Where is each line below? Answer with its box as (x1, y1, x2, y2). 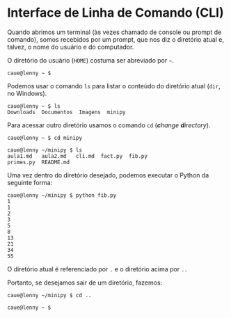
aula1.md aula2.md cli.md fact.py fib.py (7, 152, 148, 159)
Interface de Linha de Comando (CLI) (7, 5, 224, 21)
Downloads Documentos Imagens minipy (7, 109, 127, 116)
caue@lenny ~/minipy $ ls (7, 146, 82, 154)
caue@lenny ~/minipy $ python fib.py (7, 191, 117, 199)
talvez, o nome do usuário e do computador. (7, 42, 134, 51)
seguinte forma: (7, 178, 53, 186)
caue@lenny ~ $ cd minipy (7, 134, 82, 141)
